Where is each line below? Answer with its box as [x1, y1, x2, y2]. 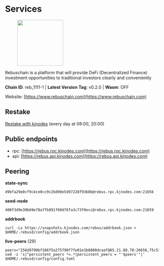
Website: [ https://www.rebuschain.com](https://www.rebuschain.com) [5, 94, 147, 100]
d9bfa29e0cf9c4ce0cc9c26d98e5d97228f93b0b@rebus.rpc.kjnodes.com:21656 [5, 189, 154, 195]
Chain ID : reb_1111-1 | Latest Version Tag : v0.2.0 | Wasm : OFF [5, 84, 129, 90]
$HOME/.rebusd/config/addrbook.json [5, 230, 80, 235]
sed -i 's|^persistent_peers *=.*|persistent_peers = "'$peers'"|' [5, 252, 145, 257]
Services [5, 3, 42, 15]
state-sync [5, 180, 28, 186]
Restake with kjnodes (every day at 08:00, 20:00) [5, 121, 105, 126]
